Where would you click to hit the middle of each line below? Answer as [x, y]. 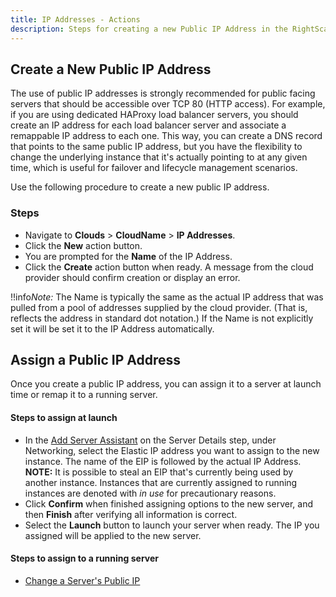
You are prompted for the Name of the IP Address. [128, 256]
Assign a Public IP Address [95, 360]
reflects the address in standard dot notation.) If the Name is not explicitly [162, 318]
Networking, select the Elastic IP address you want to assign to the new [172, 450]
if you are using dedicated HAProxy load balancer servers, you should [154, 115]
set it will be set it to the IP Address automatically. [112, 328]
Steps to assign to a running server [84, 558]
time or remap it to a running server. [84, 395]
